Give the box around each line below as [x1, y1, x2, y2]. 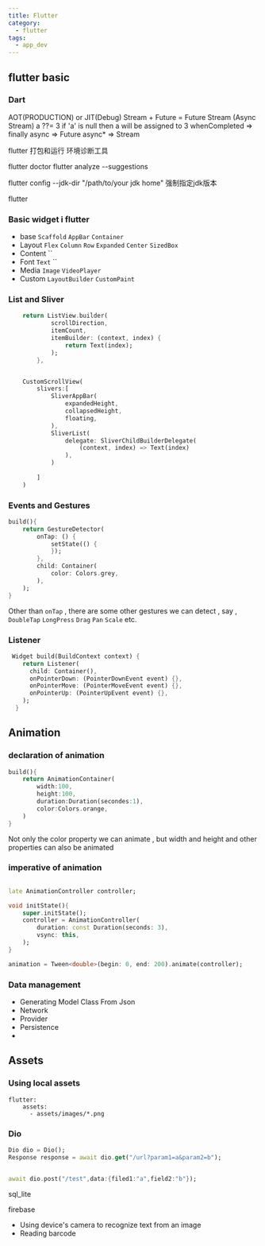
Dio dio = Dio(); [8, 1146, 66, 1155]
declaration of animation [8, 750, 105, 761]
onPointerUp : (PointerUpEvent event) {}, [29, 689, 169, 698]
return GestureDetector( [22, 525, 105, 533]
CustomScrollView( [22, 377, 83, 385]
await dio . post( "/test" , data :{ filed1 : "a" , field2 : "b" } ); [8, 1174, 197, 1182]
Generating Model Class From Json [19, 997, 136, 1007]
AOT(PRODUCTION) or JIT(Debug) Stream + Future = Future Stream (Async [8, 112, 256, 122]
